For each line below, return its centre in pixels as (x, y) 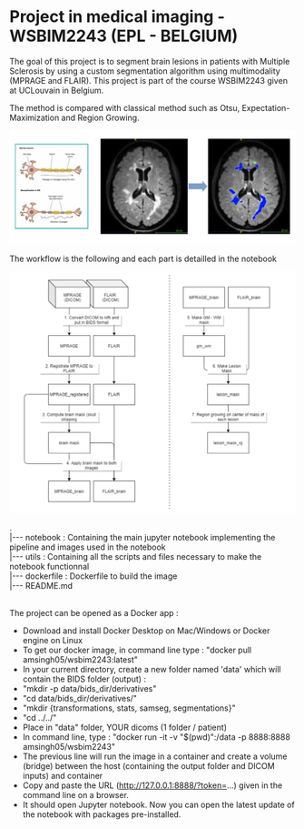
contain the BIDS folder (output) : (84, 679)
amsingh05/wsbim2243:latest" (80, 660)
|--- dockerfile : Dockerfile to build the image (93, 576)
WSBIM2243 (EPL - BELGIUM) (124, 36)
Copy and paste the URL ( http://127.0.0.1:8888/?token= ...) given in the (152, 785)
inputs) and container (63, 776)
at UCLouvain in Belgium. (57, 90)
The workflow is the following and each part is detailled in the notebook (143, 259)
